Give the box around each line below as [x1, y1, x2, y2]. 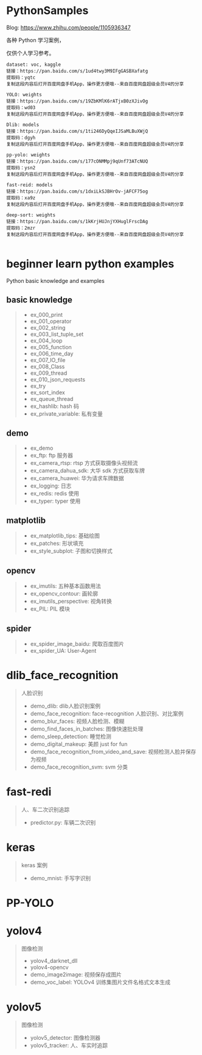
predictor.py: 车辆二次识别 [30, 819, 96, 826]
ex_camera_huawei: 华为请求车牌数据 [30, 474, 125, 481]
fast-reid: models [6, 182, 53, 188]
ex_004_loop [30, 336, 63, 344]
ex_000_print [30, 311, 63, 318]
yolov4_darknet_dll [30, 957, 78, 964]
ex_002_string [30, 324, 66, 331]
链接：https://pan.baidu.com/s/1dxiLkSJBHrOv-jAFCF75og [6, 188, 148, 194]
